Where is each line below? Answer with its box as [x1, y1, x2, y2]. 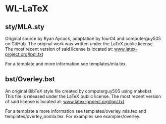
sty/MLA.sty [5, 23, 45, 31]
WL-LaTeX [5, 3, 49, 14]
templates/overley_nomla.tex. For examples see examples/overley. [5, 113, 141, 119]
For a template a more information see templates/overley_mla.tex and [5, 108, 146, 114]
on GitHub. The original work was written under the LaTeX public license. [5, 41, 154, 47]
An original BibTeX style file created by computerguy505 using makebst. [5, 88, 153, 94]
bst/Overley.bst [5, 75, 55, 84]
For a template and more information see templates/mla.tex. [5, 61, 127, 66]
